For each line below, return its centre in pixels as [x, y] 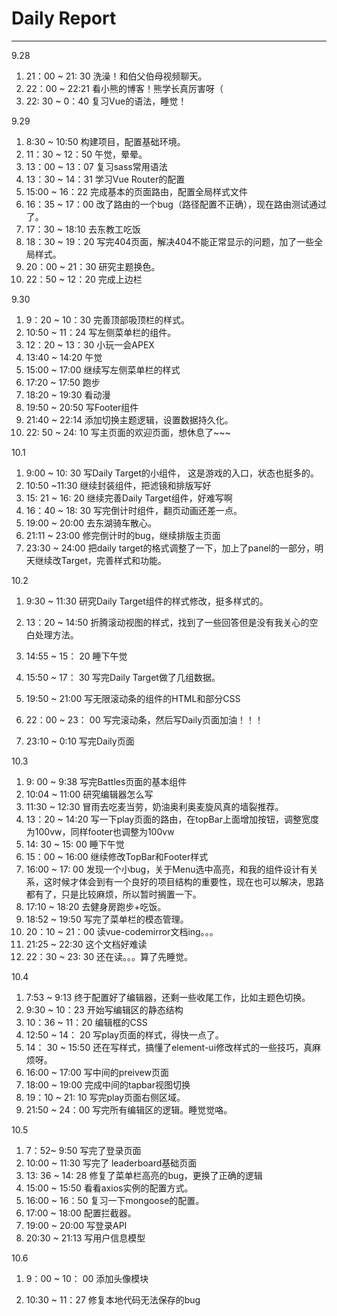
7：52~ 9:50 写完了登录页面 [83, 1150]
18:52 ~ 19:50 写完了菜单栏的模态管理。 [107, 919]
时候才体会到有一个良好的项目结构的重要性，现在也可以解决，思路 [188, 881]
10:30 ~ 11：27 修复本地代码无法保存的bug [113, 1299]
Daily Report [64, 18]
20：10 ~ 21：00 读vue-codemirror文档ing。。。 [122, 931]
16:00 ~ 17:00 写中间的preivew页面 [97, 1072]
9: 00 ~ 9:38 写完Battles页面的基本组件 [106, 781]
